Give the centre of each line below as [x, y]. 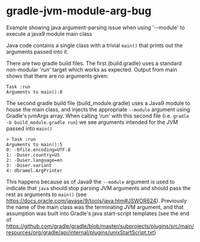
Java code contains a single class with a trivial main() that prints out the [95, 45]
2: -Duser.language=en [34, 160]
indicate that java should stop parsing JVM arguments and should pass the [99, 188]
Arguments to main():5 [34, 144]
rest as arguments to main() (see [47, 194]
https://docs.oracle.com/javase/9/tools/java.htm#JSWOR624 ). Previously [96, 200]
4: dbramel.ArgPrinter [34, 170]
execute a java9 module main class [49, 33]
